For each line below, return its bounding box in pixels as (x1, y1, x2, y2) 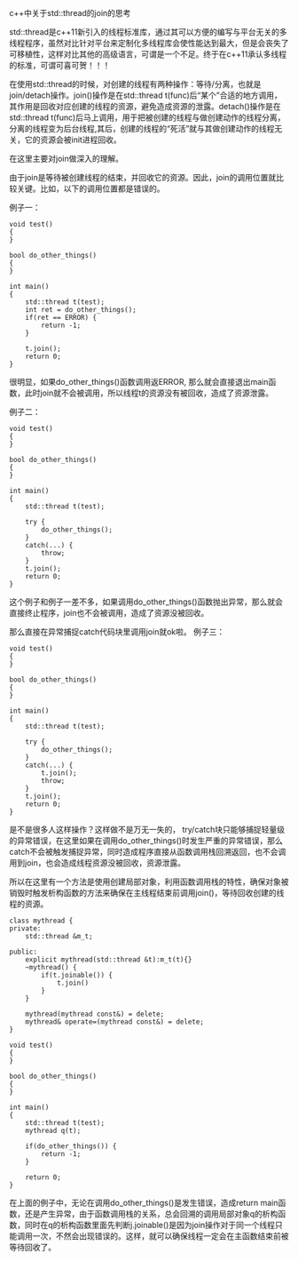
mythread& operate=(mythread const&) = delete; (25, 1018, 204, 1026)
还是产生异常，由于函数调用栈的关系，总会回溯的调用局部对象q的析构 (24, 1209, 278, 1219)
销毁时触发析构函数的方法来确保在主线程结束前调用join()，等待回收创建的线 (9, 888, 285, 898)
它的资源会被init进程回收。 (24, 134, 122, 145)
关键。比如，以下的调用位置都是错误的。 (16, 183, 165, 194)
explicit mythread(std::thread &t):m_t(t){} (25, 955, 192, 964)
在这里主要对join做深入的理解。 (9, 154, 124, 164)
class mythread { (9, 916, 74, 925)
